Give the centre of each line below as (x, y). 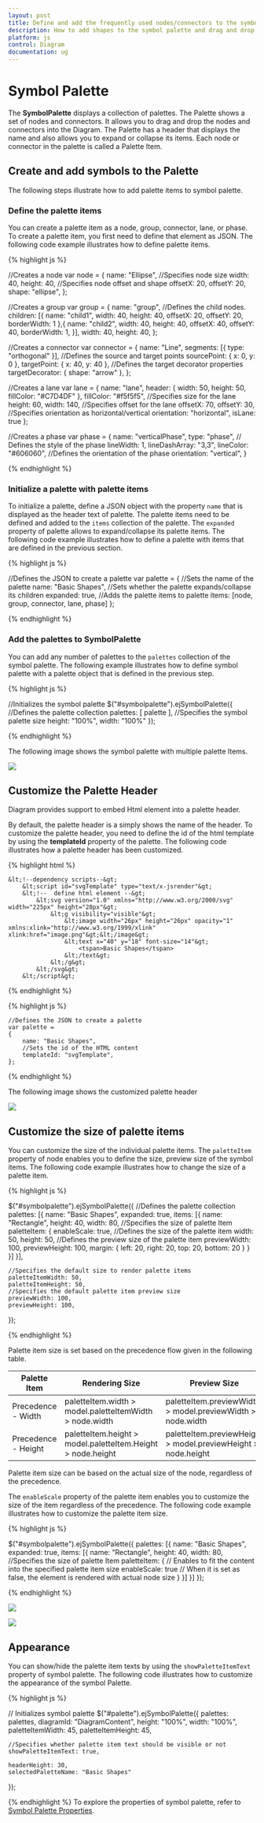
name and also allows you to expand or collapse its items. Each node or (124, 138)
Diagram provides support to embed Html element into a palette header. (125, 809)
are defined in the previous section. (66, 548)
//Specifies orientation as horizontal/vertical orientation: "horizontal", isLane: (132, 413)
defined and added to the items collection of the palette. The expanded (121, 523)
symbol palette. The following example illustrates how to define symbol (123, 665)
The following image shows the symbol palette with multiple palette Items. (128, 751)
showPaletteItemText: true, (54, 1752)
